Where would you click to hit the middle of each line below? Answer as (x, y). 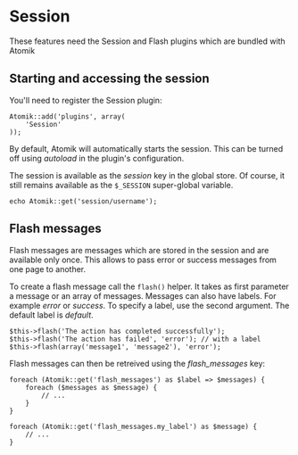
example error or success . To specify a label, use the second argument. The (149, 305)
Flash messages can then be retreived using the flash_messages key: (137, 363)
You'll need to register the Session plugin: (86, 100)
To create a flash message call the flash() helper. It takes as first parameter (149, 286)
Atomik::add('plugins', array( (67, 116)
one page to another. (48, 269)
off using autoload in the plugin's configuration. (97, 158)
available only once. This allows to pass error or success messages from (143, 260)
